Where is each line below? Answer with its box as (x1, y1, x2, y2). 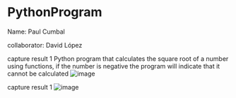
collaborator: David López (7, 41, 83, 49)
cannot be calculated (7, 69, 69, 78)
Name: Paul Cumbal (7, 27, 65, 36)
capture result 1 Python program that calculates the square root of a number (7, 54, 229, 63)
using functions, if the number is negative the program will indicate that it (7, 62, 220, 70)
